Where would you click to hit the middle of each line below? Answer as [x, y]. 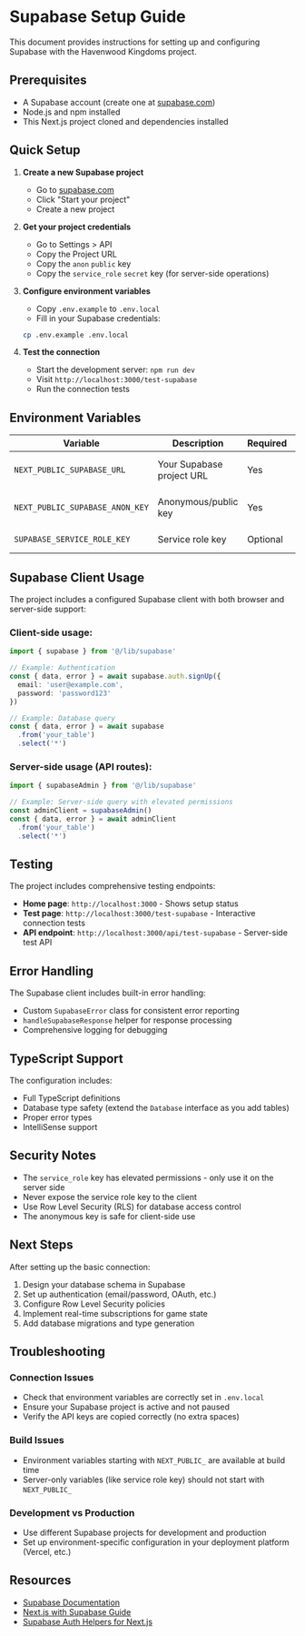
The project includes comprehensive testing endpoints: [113, 886]
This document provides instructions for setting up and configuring [135, 42]
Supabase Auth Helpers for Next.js [87, 1621]
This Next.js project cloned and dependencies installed [125, 121]
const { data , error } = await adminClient [93, 819]
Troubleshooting [58, 1352]
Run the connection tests [83, 389]
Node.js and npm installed [71, 112]
